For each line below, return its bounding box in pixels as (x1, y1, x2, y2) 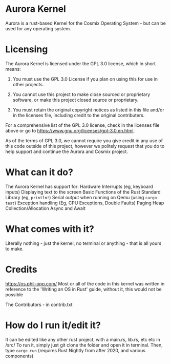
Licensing (5, 44, 48, 55)
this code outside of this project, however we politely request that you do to (5, 143, 165, 149)
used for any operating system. (5, 25, 72, 31)
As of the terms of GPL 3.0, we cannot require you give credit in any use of (5, 137, 163, 144)
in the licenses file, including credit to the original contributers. (12, 112, 145, 118)
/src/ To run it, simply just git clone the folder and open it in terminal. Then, (5, 342, 163, 348)
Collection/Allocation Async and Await (5, 205, 86, 211)
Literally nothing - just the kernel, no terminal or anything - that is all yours (5, 240, 162, 246)
